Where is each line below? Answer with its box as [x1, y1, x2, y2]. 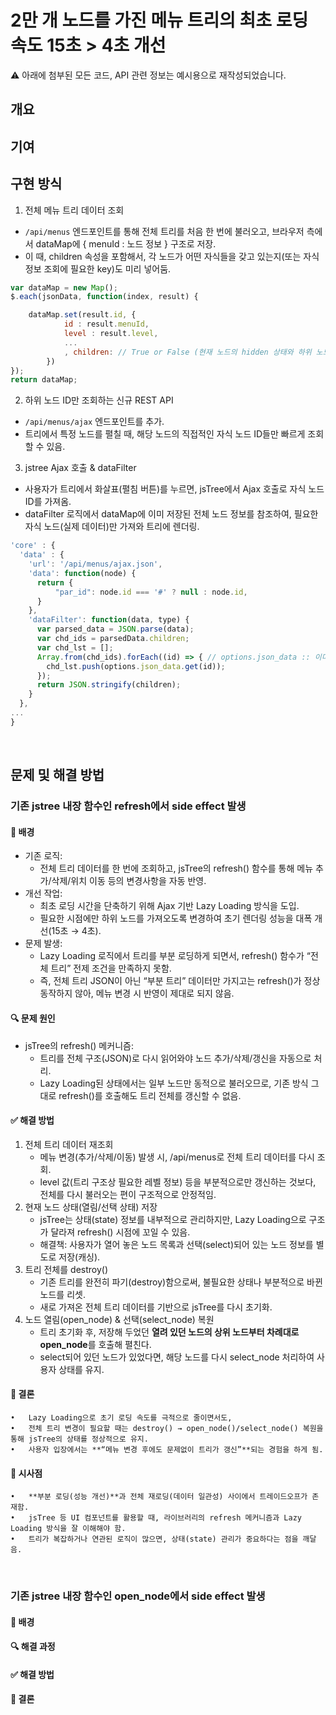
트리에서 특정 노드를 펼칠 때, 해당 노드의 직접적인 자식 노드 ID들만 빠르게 [24, 428, 306, 440]
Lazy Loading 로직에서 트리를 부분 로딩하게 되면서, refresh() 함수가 [39, 950, 305, 962]
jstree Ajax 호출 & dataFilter [24, 462, 137, 474]
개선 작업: [24, 887, 63, 900]
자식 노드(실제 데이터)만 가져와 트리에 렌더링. [24, 521, 200, 533]
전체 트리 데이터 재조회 [24, 1138, 114, 1150]
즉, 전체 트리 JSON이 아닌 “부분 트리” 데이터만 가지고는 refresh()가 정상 [39, 975, 321, 987]
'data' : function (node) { [28, 568, 137, 578]
